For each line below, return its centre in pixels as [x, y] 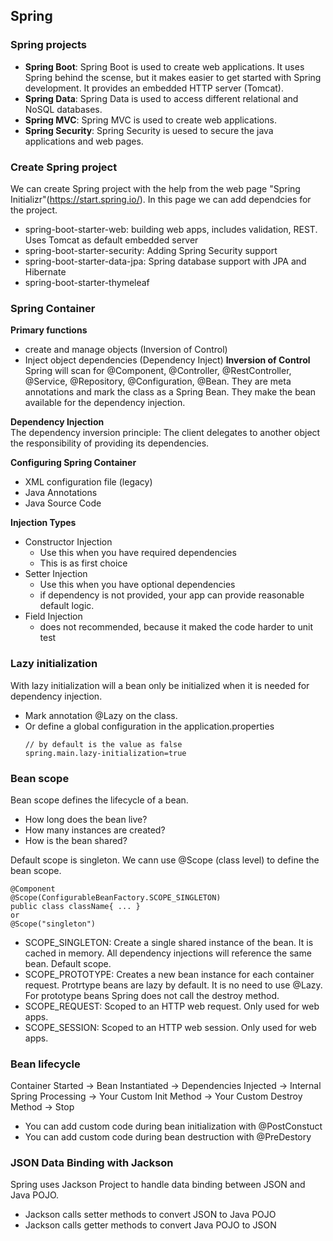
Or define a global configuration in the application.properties [149, 726]
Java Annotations [61, 493]
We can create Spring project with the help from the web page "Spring [155, 188]
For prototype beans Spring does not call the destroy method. [152, 995]
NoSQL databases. [63, 109]
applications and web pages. [84, 141]
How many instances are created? [95, 830]
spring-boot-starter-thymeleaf [87, 282]
